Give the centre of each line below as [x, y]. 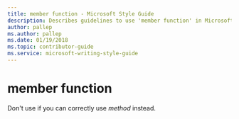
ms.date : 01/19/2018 [38, 40]
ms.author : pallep [34, 34]
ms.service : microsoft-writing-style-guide [73, 54]
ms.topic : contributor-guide [51, 47]
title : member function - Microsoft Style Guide [81, 14]
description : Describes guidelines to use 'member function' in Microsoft [121, 21]
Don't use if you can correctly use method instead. [82, 108]
